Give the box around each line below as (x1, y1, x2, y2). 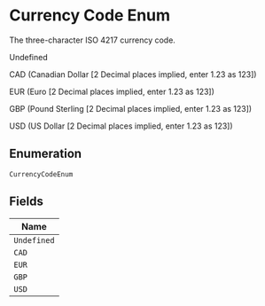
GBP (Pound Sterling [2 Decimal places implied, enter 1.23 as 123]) (9, 103, 253, 114)
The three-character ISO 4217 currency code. (9, 35, 175, 45)
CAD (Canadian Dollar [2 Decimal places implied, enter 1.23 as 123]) (9, 68, 257, 80)
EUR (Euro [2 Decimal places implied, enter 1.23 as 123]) (9, 86, 215, 97)
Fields (9, 194, 44, 209)
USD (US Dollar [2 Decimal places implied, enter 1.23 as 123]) (9, 121, 233, 131)
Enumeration (9, 146, 82, 161)
